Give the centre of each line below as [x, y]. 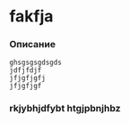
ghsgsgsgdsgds [36, 63]
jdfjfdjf [26, 70]
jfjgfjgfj [28, 78]
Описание [33, 45]
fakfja [31, 16]
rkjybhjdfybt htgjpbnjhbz [65, 109]
